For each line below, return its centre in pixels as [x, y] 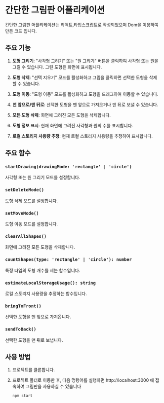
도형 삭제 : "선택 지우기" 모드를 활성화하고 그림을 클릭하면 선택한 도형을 [80, 77]
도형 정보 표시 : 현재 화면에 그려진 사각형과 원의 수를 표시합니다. [73, 125]
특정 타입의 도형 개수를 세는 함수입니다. [43, 270]
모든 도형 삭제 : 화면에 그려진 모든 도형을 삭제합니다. [61, 115]
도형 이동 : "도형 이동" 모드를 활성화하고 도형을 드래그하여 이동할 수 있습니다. [85, 94]
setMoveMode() [22, 213]
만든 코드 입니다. [21, 31]
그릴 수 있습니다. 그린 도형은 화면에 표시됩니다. [57, 67]
